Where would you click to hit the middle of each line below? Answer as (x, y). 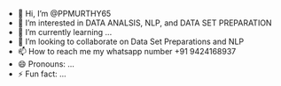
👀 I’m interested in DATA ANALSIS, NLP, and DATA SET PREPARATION (144, 23)
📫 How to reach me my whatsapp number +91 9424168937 (127, 51)
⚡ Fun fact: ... (42, 74)
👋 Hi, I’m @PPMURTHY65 (64, 14)
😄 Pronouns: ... (46, 64)
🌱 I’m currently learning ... (65, 32)
